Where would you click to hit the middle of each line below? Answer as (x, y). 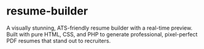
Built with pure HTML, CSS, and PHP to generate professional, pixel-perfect (102, 34)
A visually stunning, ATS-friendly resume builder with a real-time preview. (99, 28)
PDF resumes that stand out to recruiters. (59, 41)
